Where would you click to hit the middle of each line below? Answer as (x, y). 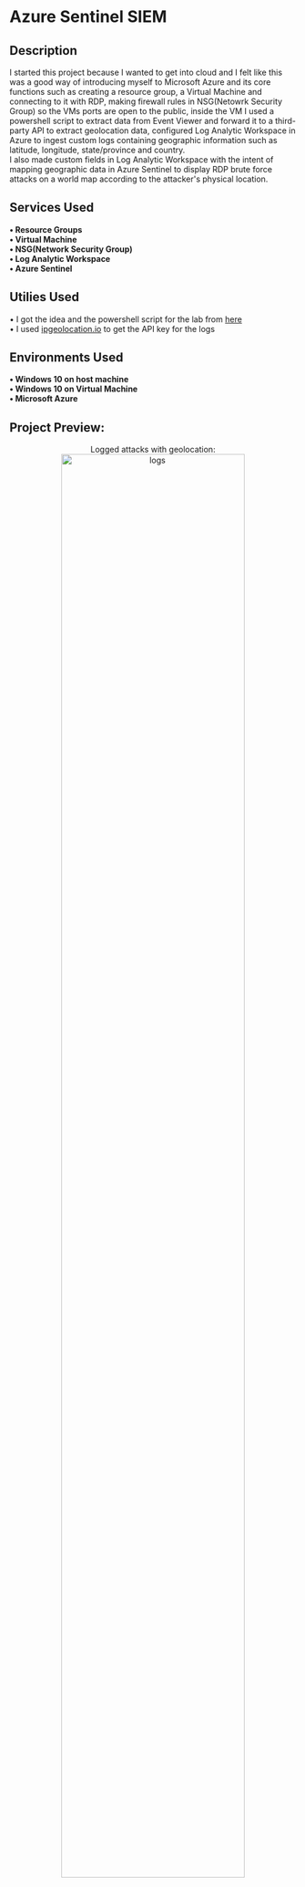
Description (43, 51)
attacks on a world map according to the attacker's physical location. (139, 179)
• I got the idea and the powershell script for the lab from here (126, 319)
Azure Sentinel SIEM (88, 17)
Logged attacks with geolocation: (153, 450)
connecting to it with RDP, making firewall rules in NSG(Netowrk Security (146, 101)
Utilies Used (45, 297)
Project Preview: (57, 427)
